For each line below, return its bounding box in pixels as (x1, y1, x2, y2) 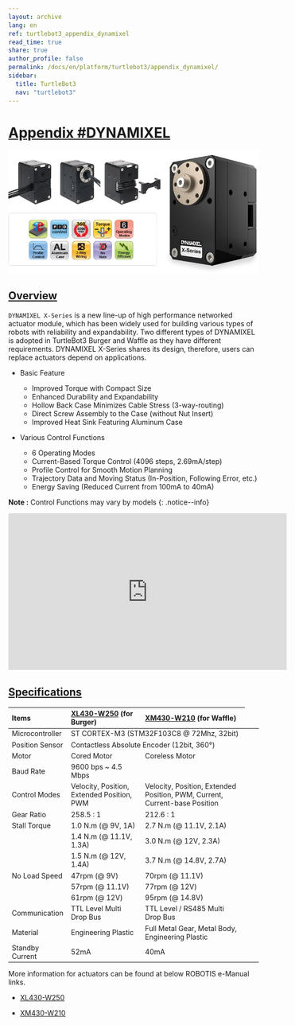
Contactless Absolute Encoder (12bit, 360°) (70, 740, 215, 750)
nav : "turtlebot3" (15, 88, 77, 96)
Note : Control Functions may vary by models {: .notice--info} (8, 497, 210, 507)
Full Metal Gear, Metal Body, (145, 923, 237, 933)
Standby (11, 943, 40, 953)
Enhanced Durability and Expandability (31, 392, 159, 401)
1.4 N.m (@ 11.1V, (70, 832, 133, 841)
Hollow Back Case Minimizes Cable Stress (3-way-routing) (31, 400, 224, 410)
